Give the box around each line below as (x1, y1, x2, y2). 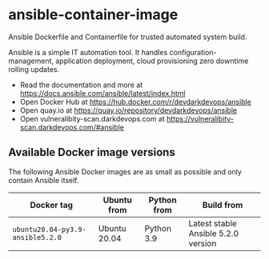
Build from (202, 199, 243, 210)
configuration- (169, 47, 218, 57)
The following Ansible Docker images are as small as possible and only (8, 166, 243, 177)
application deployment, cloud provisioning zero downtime (55, 56, 249, 66)
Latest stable (188, 217, 238, 229)
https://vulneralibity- (167, 114, 235, 123)
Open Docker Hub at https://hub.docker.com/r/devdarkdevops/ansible (19, 97, 252, 106)
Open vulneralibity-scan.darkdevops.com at (19, 114, 166, 123)
